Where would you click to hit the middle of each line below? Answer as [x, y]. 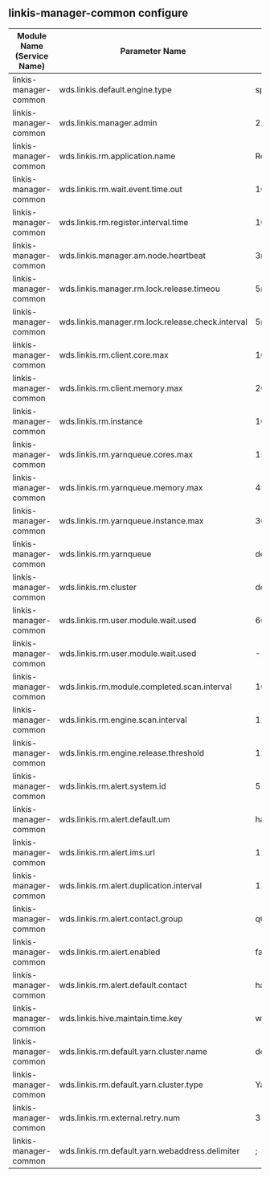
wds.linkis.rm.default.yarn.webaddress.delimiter [149, 1150]
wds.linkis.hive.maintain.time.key [121, 1018]
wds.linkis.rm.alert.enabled [110, 952]
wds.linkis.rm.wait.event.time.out [121, 189]
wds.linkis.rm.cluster [98, 587]
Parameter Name [153, 51]
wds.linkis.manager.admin [108, 122]
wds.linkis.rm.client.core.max [114, 355]
